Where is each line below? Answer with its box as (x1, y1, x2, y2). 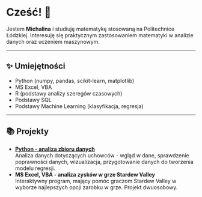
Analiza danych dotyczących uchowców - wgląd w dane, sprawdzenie (14, 151, 189, 159)
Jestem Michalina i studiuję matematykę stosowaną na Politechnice (6, 25, 175, 32)
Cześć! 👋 (6, 5, 52, 19)
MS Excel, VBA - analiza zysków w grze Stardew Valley (14, 171, 155, 178)
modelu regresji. (14, 165, 55, 172)
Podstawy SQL (14, 96, 52, 103)
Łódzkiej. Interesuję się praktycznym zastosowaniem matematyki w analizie (6, 31, 194, 38)
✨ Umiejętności (6, 61, 66, 71)
